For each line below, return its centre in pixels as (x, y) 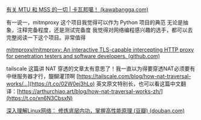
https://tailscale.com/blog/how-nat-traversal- (135, 76)
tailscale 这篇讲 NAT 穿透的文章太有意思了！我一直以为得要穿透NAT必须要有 (101, 68)
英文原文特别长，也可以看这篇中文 (139, 84)
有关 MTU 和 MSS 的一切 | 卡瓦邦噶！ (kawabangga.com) (78, 9)
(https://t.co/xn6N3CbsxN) (40, 98)
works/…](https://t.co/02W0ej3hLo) (51, 84)
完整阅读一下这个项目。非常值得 (46, 38)
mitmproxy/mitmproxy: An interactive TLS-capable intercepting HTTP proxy (100, 50)
